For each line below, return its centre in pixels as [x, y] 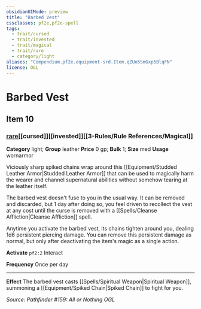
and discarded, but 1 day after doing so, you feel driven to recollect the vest [99, 204]
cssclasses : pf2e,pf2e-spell [42, 23]
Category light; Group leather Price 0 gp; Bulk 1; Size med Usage [87, 149]
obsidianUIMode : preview [37, 12]
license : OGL [22, 67]
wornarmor [20, 156]
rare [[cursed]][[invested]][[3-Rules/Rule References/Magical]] [100, 136]
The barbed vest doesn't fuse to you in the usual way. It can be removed [96, 198]
